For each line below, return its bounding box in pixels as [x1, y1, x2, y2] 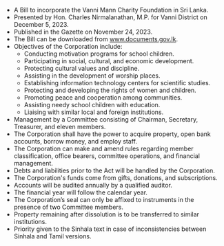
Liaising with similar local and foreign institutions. [23, 108, 164, 116]
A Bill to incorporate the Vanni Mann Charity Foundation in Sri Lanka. [13, 6, 209, 14]
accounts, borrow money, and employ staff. [13, 137, 138, 145]
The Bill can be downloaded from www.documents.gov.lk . [13, 35, 178, 43]
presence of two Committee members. [13, 203, 124, 211]
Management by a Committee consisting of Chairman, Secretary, [13, 115, 198, 123]
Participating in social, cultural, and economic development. [23, 57, 194, 65]
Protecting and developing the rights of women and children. [23, 86, 196, 94]
